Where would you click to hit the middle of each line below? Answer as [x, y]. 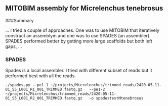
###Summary [19, 20]
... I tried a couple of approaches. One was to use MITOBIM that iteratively [82, 30]
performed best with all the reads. [40, 76]
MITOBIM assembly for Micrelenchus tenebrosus [84, 8]
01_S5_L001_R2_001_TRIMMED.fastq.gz [44, 98]
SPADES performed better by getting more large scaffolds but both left [79, 41]
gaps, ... [14, 46]
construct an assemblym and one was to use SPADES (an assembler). [78, 35]
